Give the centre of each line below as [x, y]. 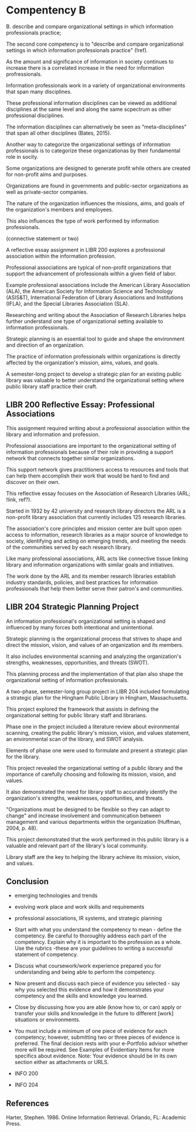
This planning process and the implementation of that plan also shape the [94, 674]
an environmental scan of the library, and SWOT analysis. [75, 739]
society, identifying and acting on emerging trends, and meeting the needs [96, 541]
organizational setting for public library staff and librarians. [77, 715]
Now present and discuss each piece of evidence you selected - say [97, 983]
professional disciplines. [35, 115]
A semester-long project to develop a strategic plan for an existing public [94, 374]
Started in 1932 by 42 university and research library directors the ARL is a [96, 511]
